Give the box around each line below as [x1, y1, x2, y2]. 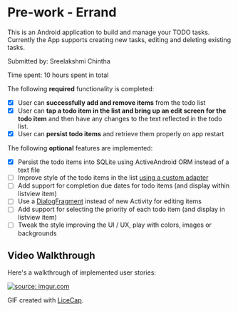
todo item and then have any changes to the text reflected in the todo [17, 115, 222, 123]
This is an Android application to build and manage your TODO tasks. [7, 28, 210, 36]
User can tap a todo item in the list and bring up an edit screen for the [17, 106, 227, 115]
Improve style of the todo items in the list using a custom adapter [17, 173, 209, 182]
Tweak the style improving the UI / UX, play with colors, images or [17, 220, 212, 229]
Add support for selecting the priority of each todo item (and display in [17, 205, 226, 214]
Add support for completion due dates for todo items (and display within [17, 181, 230, 190]
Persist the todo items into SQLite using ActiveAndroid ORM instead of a [17, 158, 229, 166]
